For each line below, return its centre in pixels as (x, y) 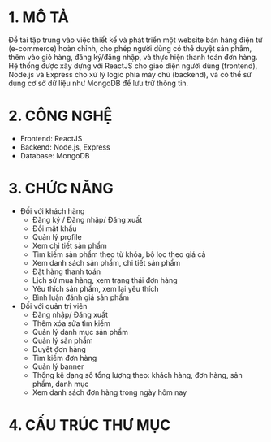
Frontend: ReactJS (51, 138)
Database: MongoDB (55, 155)
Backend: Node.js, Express (65, 147)
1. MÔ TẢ (39, 17)
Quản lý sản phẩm (62, 340)
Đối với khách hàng (52, 210)
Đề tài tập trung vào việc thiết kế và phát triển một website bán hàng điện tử (135, 40)
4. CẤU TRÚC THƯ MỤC (90, 425)
